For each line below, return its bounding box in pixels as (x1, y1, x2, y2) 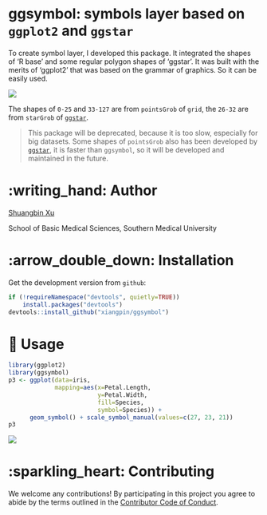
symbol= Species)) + (96, 406, 162, 414)
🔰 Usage (8, 335, 65, 353)
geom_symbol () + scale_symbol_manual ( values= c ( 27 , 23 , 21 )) (29, 413, 234, 422)
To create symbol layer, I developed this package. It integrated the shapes (8, 48, 251, 57)
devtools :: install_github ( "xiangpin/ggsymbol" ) (8, 308, 170, 316)
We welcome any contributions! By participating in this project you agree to (8, 489, 256, 499)
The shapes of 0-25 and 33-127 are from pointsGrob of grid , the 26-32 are (8, 104, 249, 113)
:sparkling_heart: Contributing (8, 462, 215, 481)
